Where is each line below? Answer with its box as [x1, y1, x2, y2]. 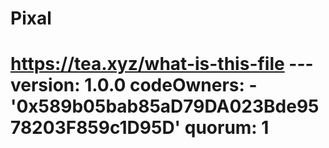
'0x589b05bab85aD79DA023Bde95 [10, 95, 320, 118]
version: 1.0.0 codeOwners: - [10, 74, 258, 97]
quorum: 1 [184, 117, 270, 139]
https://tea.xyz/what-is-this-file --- [10, 53, 314, 76]
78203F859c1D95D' [10, 117, 182, 139]
